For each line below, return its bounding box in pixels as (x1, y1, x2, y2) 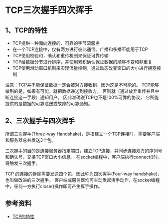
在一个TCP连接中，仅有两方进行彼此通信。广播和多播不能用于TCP (12, 46, 148, 52)
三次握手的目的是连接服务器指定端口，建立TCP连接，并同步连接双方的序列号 (5, 148, 163, 154)
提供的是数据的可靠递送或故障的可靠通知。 (5, 101, 93, 106)
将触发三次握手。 (5, 160, 40, 166)
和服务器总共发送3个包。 (5, 137, 56, 143)
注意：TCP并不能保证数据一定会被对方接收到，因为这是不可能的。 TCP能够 (5, 82, 160, 88)
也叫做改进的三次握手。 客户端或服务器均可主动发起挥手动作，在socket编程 (5, 177, 160, 183)
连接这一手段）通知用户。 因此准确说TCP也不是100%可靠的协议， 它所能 (9, 94, 159, 100)
